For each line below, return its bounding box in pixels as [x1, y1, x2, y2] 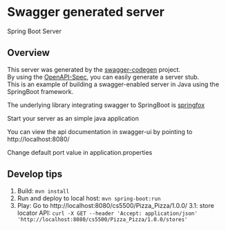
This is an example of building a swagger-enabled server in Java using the [7, 80, 220, 88]
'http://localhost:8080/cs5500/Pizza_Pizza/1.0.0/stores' [17, 215, 188, 223]
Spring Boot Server [7, 27, 62, 35]
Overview [7, 47, 50, 59]
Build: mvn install [17, 186, 70, 195]
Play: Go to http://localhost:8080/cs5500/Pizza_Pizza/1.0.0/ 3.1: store [17, 201, 214, 209]
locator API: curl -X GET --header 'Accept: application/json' [17, 209, 198, 217]
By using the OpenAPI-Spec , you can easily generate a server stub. [7, 73, 200, 81]
